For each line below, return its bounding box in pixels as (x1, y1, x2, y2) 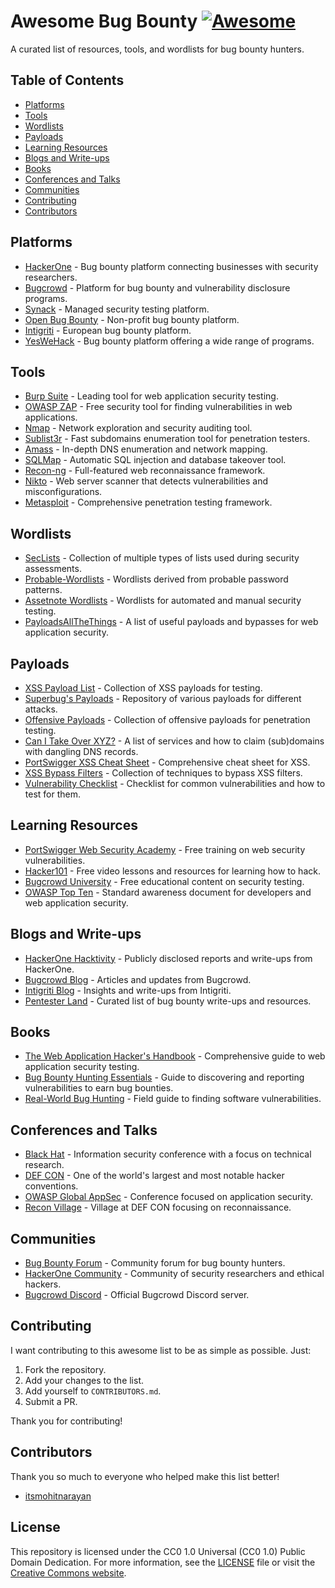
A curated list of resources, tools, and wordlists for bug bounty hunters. (10, 43, 305, 55)
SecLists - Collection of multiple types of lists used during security (24, 552, 300, 564)
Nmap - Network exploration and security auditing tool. (24, 422, 253, 434)
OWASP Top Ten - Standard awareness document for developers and (24, 886, 312, 898)
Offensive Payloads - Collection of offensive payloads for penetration (24, 714, 311, 725)
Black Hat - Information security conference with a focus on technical (24, 1148, 312, 1160)
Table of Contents (10, 72, 125, 89)
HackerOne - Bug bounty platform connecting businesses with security (24, 260, 319, 272)
